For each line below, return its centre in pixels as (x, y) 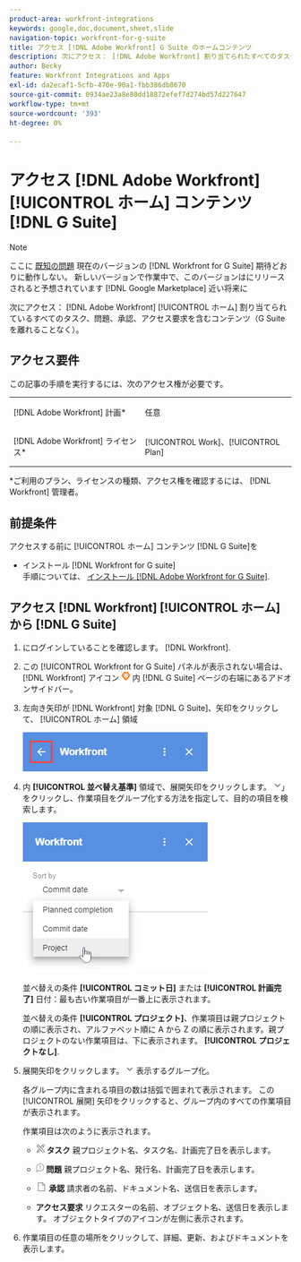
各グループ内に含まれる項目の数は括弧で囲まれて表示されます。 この (148, 1090)
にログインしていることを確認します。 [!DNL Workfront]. (126, 648)
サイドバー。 (54, 689)
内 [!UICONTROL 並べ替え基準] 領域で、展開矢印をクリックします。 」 (155, 787)
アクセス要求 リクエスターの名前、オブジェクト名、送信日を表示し (158, 1207)
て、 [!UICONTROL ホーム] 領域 (80, 719)
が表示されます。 (53, 1112)
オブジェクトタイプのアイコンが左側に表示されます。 (151, 1219)
